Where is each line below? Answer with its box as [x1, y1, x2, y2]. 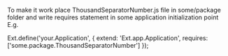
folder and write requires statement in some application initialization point [7, 13, 219, 21]
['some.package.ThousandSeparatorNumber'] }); [7, 41, 149, 49]
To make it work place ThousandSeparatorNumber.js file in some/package [7, 6, 222, 14]
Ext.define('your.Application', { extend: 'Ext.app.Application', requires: [7, 34, 208, 42]
